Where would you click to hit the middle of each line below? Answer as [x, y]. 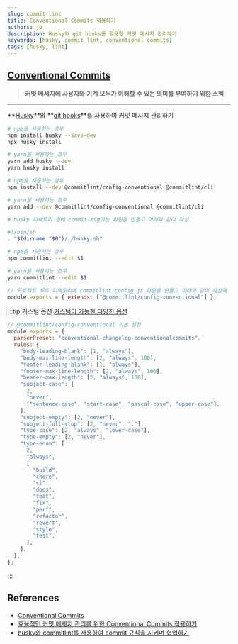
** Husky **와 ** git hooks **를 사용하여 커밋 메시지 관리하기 [91, 115]
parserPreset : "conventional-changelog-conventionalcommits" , [107, 338]
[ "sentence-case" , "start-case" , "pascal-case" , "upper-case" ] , [123, 404]
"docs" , [44, 490]
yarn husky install [36, 168]
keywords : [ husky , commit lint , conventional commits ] [90, 40]
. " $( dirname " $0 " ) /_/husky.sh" [55, 239]
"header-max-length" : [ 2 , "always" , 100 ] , [84, 378]
